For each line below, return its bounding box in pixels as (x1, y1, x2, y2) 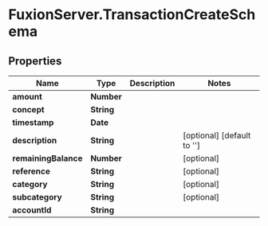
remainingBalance (12, 153, 83, 164)
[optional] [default (182, 130, 251, 141)
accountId (12, 205, 52, 216)
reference (12, 166, 50, 177)
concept (12, 104, 45, 115)
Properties (8, 54, 62, 68)
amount (12, 92, 42, 102)
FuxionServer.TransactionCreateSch (8, 6, 256, 24)
